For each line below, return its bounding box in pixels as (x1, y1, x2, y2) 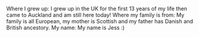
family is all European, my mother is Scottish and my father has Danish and (6, 18, 194, 24)
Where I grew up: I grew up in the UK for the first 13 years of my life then (6, 5, 187, 12)
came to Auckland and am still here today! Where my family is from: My (6, 11, 185, 18)
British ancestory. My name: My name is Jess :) (6, 24, 125, 31)
